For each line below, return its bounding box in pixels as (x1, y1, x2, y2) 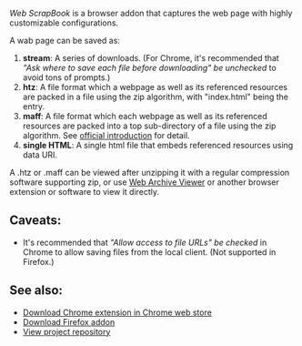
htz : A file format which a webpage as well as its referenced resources (22, 82, 288, 92)
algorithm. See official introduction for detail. (22, 130, 190, 140)
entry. (22, 101, 45, 112)
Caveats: (9, 213, 62, 229)
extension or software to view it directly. (9, 187, 160, 197)
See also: (9, 282, 64, 299)
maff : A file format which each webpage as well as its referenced (22, 111, 268, 121)
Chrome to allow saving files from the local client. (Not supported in (22, 246, 277, 258)
